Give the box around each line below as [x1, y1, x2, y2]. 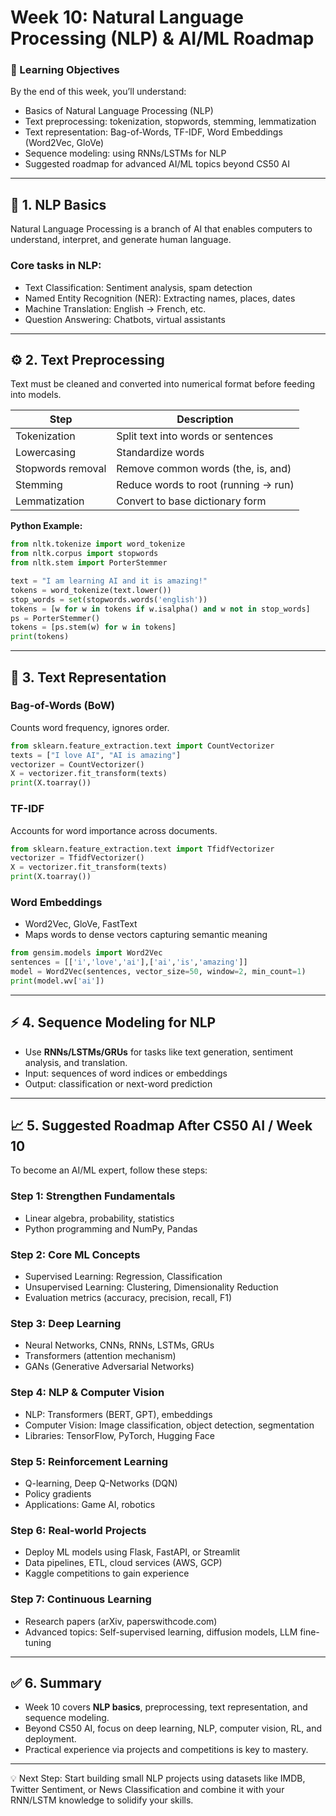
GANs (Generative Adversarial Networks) [24, 1361, 195, 1373]
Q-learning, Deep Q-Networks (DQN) [24, 1477, 178, 1489]
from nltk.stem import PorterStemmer [10, 558, 168, 568]
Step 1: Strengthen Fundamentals [10, 1189, 176, 1203]
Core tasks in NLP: [10, 259, 102, 273]
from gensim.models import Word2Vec [10, 948, 163, 958]
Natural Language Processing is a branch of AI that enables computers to [10, 223, 313, 235]
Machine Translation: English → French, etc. [24, 302, 207, 315]
